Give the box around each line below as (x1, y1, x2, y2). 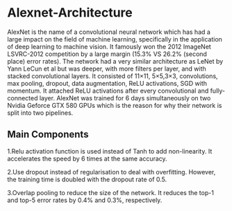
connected (7, 93, 38, 102)
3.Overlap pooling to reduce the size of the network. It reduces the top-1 (7, 188, 214, 196)
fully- (210, 86, 226, 95)
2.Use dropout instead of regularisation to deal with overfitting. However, (7, 167, 216, 176)
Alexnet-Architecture (7, 5, 133, 21)
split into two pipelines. (7, 109, 74, 117)
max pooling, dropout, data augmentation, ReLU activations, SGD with (7, 79, 207, 87)
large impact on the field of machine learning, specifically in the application (7, 35, 222, 43)
